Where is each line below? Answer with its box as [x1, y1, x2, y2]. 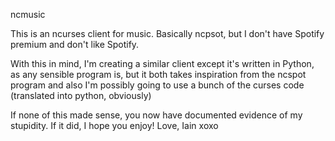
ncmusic [10, 9, 46, 20]
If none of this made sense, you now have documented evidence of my [10, 109, 303, 121]
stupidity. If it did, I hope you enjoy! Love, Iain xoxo [10, 120, 219, 131]
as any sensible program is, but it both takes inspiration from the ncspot [10, 69, 307, 80]
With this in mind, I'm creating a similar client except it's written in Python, [10, 58, 315, 69]
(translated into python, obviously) [10, 90, 152, 101]
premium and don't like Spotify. [10, 39, 140, 50]
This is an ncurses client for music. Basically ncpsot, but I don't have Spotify [10, 28, 325, 39]
